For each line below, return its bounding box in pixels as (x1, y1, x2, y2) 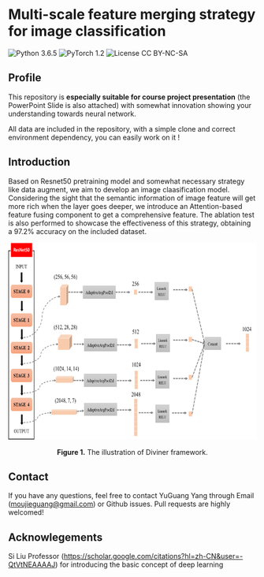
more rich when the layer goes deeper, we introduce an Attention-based (8, 201, 243, 210)
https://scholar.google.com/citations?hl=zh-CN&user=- (63, 552, 244, 561)
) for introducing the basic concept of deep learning (54, 560, 224, 569)
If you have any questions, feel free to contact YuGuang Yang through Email (8, 491, 255, 501)
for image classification (8, 22, 166, 40)
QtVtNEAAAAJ (8, 560, 56, 569)
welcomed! (8, 508, 45, 517)
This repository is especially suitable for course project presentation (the (8, 92, 251, 102)
